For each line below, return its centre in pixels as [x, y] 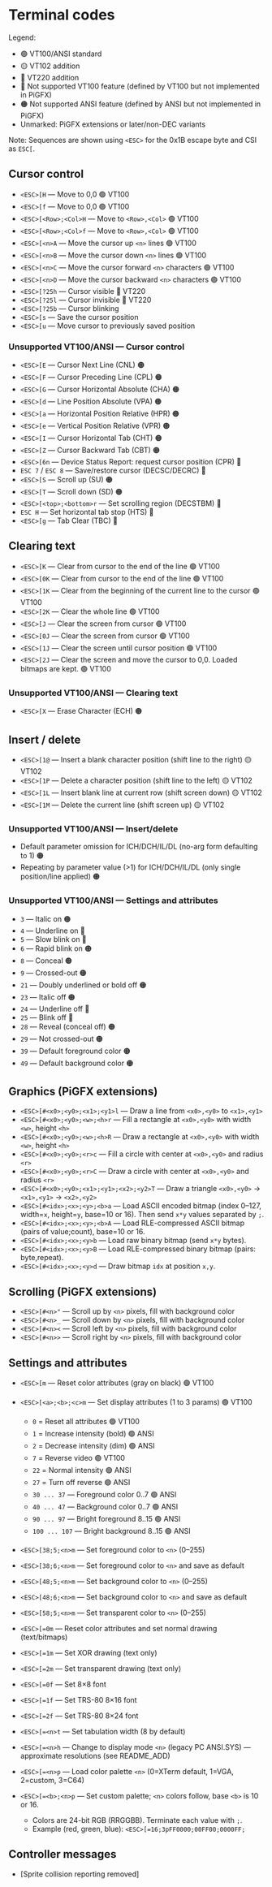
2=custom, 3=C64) [52, 1780]
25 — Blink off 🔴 [47, 1017]
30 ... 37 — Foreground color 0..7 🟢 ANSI [104, 1494]
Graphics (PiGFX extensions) [83, 1091]
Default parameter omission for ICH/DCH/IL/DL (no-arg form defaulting [139, 847]
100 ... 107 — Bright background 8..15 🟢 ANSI [111, 1531]
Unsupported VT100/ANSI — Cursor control [97, 347]
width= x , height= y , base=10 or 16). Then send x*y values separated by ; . [142, 1215]
